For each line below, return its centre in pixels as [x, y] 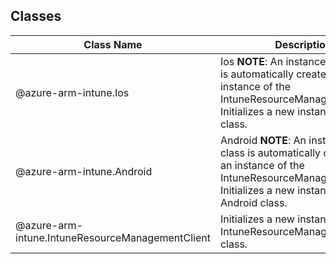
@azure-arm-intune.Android [84, 171]
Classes [36, 16]
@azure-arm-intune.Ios [72, 92]
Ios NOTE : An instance [273, 61]
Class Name [113, 44]
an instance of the [262, 165]
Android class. [253, 202]
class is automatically [270, 152]
